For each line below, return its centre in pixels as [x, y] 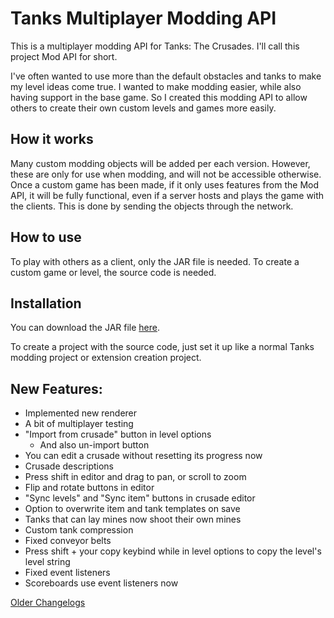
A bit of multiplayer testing [79, 424]
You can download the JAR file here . [85, 328]
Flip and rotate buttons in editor [89, 488]
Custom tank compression [79, 530]
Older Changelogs [48, 603]
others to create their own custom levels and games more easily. [143, 108]
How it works [52, 139]
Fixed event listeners [67, 573]
